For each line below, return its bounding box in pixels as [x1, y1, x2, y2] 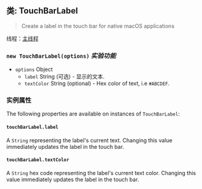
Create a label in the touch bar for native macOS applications [21, 22, 175, 29]
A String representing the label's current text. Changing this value [6, 136, 173, 144]
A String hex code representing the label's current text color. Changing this [6, 169, 197, 176]
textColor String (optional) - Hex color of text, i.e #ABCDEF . [24, 80, 170, 87]
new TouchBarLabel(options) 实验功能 [6, 51, 116, 60]
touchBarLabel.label [6, 124, 59, 130]
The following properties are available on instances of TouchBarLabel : [6, 110, 180, 117]
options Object [15, 66, 53, 73]
